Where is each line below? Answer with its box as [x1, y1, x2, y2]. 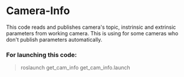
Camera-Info [6, 4, 70, 18]
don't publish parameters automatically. [6, 36, 103, 43]
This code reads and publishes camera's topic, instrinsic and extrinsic [6, 24, 176, 31]
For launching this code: [6, 51, 77, 59]
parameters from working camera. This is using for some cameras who [6, 29, 179, 36]
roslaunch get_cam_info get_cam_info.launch [20, 64, 130, 71]
